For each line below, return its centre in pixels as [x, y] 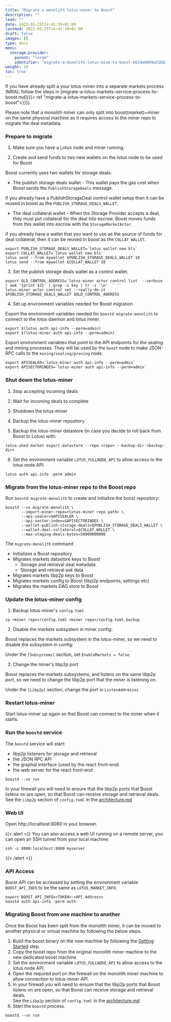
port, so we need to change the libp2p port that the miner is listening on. [81, 680]
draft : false [19, 34]
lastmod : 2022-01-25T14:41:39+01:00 [44, 29]
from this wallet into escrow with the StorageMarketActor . [73, 224]
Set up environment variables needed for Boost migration [73, 304]
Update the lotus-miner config [44, 599]
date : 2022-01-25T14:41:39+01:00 [41, 24]
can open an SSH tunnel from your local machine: [57, 839]
